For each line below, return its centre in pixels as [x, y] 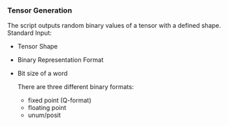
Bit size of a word [42, 73]
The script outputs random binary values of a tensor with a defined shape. [114, 26]
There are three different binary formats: [76, 87]
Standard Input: [30, 33]
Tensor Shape [37, 47]
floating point [47, 108]
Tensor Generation [40, 10]
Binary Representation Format [60, 60]
